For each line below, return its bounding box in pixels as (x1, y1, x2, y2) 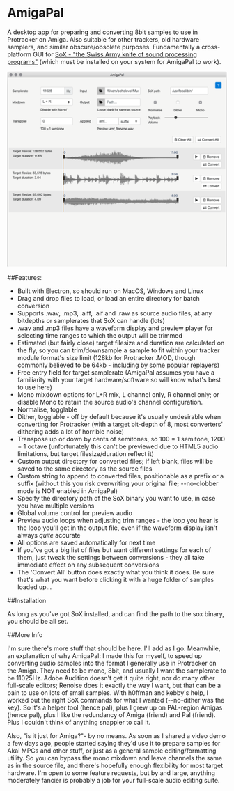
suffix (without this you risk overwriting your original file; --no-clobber (17, 479, 219, 487)
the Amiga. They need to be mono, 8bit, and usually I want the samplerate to (7, 666, 226, 675)
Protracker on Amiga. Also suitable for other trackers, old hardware (7, 35, 200, 43)
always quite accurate (17, 531, 81, 539)
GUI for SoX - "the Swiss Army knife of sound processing (32, 50, 197, 58)
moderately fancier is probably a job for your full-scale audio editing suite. (7, 776, 220, 784)
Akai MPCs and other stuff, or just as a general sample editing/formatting (7, 746, 217, 755)
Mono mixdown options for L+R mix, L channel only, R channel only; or (17, 390, 219, 398)
